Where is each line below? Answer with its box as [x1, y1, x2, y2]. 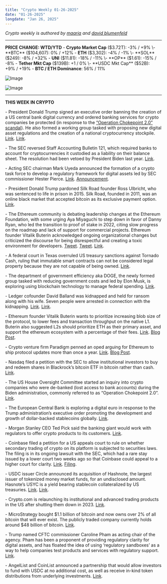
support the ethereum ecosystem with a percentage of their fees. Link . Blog [5, 329, 161, 335]
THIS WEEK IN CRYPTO [5, 99, 55, 105]
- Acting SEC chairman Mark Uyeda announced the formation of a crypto [5, 165, 155, 171]
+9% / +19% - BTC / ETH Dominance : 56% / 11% [5, 66, 105, 72]
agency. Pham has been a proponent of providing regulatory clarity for [5, 537, 150, 543]
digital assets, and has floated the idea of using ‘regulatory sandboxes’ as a [5, 542, 160, 548]
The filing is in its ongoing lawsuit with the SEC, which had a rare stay [5, 450, 148, 456]
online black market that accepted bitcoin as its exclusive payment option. [5, 196, 157, 202]
